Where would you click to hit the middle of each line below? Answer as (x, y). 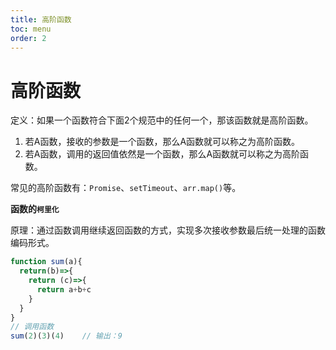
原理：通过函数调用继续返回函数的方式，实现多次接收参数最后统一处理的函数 (168, 230)
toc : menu (31, 29)
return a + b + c (64, 289)
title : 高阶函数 (41, 19)
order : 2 (28, 38)
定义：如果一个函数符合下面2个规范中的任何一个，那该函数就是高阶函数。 (162, 120)
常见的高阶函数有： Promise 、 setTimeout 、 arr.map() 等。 (126, 188)
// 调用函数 (32, 327)
